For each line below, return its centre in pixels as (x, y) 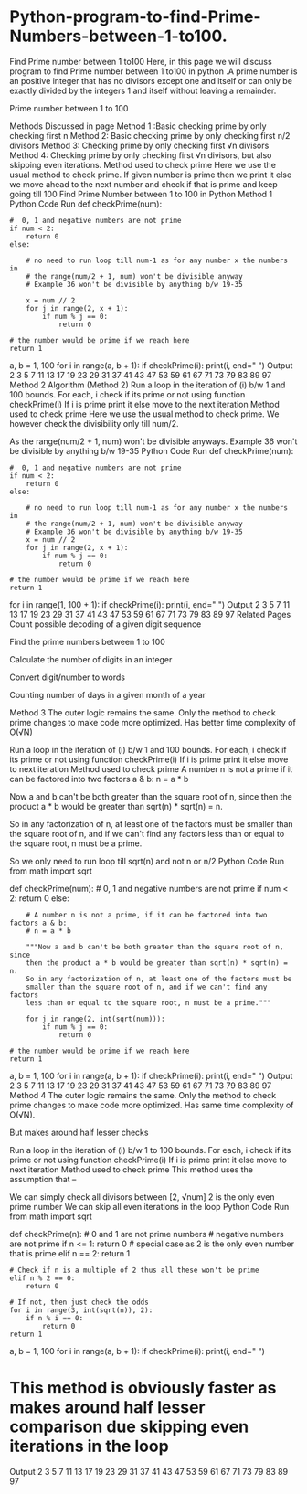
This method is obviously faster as (143, 1388)
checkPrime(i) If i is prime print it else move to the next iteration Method (145, 404)
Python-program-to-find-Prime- (136, 17)
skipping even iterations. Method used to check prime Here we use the (143, 164)
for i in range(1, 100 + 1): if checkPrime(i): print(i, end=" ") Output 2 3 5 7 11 (150, 604)
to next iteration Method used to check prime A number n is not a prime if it (151, 768)
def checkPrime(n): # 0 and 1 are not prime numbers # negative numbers (147, 1234)
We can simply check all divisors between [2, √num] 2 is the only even (143, 1197)
